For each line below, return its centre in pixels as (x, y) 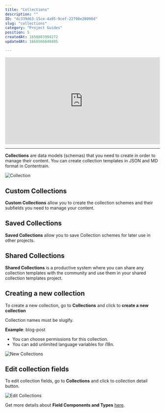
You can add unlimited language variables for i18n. (63, 344)
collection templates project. (34, 278)
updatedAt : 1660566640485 (31, 42)
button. (12, 386)
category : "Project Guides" (34, 28)
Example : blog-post (25, 330)
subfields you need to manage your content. (50, 208)
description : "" (22, 14)
